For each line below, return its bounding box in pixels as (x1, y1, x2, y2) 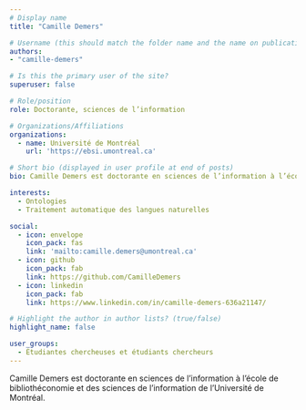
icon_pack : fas (25, 239, 84, 248)
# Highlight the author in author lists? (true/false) (9, 314, 222, 323)
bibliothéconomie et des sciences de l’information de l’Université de (9, 382, 264, 393)
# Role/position (9, 97, 71, 106)
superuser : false (9, 80, 76, 89)
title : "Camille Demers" (9, 22, 104, 31)
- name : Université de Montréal (17, 138, 141, 148)
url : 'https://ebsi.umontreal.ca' (25, 147, 157, 156)
